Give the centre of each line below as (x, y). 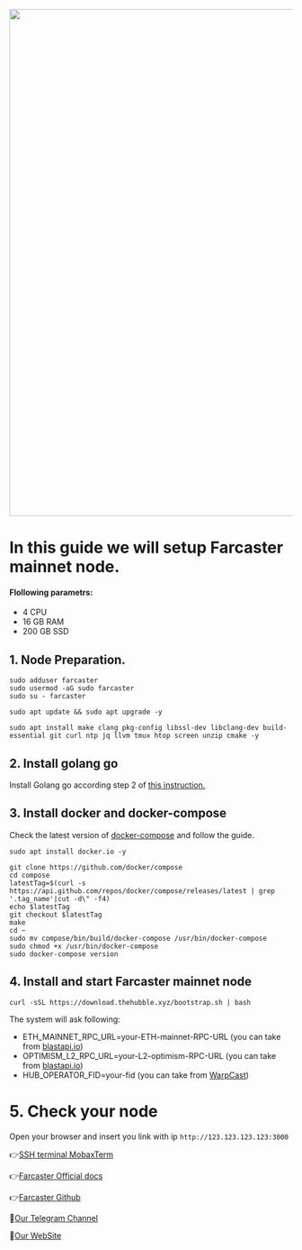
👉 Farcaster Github (45, 1197)
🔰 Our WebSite (36, 1236)
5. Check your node (84, 1111)
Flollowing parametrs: (51, 592)
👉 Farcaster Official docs (56, 1175)
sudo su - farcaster (48, 697)
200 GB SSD (45, 632)
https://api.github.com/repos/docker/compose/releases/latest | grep (142, 891)
